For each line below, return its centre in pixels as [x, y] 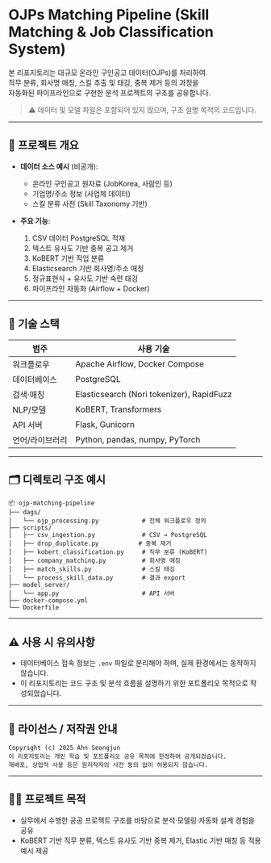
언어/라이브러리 [40, 440]
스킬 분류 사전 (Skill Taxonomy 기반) [90, 203]
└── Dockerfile [34, 608]
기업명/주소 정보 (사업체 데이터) [81, 193]
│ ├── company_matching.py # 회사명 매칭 [95, 561]
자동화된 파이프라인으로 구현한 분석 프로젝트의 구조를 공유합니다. [110, 92]
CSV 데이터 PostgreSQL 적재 [79, 238]
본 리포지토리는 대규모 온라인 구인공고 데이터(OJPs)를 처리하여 [107, 72]
